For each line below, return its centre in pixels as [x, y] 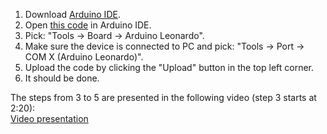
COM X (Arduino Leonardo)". [84, 57]
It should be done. [62, 78]
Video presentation [49, 118]
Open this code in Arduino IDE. [88, 25]
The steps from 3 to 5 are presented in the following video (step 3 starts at [163, 97]
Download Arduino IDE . [72, 14]
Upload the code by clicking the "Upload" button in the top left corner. [169, 67]
